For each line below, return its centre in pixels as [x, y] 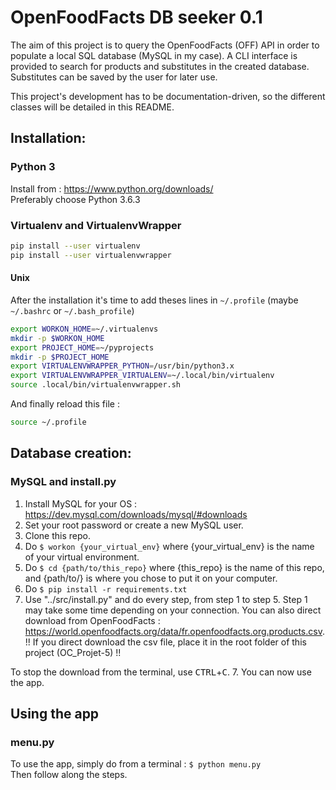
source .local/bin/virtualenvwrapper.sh [96, 385]
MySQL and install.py [63, 482]
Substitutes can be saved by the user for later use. [114, 77]
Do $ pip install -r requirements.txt [106, 588]
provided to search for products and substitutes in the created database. [160, 66]
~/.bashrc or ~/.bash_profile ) [72, 310]
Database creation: [71, 453]
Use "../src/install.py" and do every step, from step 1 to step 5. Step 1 [166, 599]
